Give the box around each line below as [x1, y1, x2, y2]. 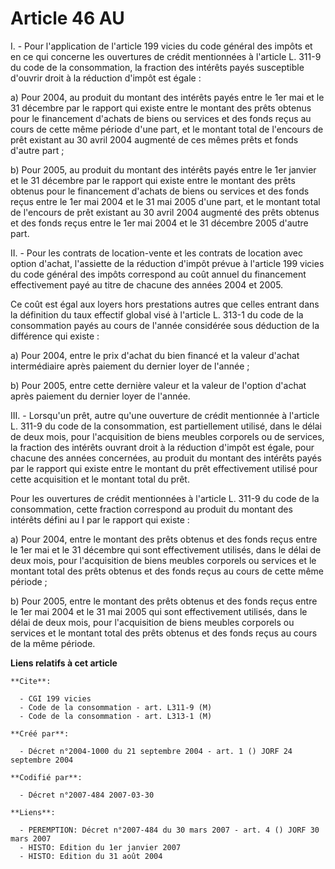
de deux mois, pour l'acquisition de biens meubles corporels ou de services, [10, 430, 325, 442]
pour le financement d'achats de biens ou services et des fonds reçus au [10, 112, 312, 124]
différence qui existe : [10, 330, 100, 342]
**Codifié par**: [10, 772, 83, 782]
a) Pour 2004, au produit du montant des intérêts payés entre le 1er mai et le [10, 91, 325, 103]
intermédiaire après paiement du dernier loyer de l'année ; [10, 360, 250, 372]
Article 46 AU [10, 7, 125, 30]
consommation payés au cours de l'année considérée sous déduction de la [10, 319, 320, 331]
